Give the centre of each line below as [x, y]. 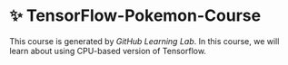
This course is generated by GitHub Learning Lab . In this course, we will [144, 41]
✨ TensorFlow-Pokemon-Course [135, 16]
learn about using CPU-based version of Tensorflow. [108, 51]
